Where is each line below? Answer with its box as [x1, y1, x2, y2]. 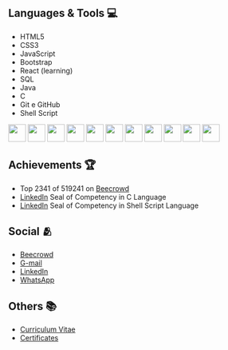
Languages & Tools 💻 [8, 6, 118, 20]
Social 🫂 [8, 225, 53, 238]
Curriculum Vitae [19, 324, 76, 334]
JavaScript [19, 49, 56, 58]
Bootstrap [19, 57, 53, 66]
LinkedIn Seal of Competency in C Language [19, 192, 167, 201]
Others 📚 [8, 299, 57, 313]
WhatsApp [19, 275, 55, 285]
